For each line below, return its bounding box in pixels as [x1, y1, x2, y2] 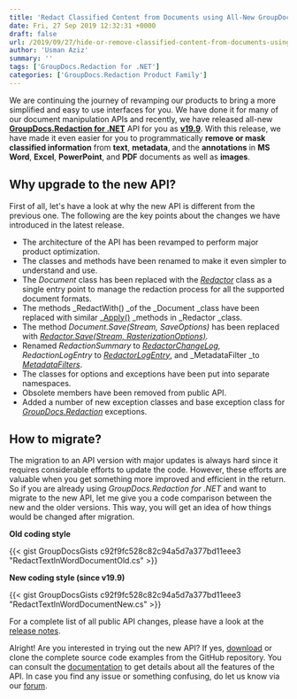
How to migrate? [9, 431, 102, 447]
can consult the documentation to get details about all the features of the [9, 662, 276, 672]
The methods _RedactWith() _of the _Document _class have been [21, 302, 260, 313]
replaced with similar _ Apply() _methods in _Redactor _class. [21, 312, 243, 322]
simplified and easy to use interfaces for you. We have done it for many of [9, 104, 278, 115]
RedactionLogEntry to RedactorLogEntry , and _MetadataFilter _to [21, 349, 260, 360]
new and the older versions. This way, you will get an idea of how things [9, 502, 272, 513]
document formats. [21, 293, 92, 304]
